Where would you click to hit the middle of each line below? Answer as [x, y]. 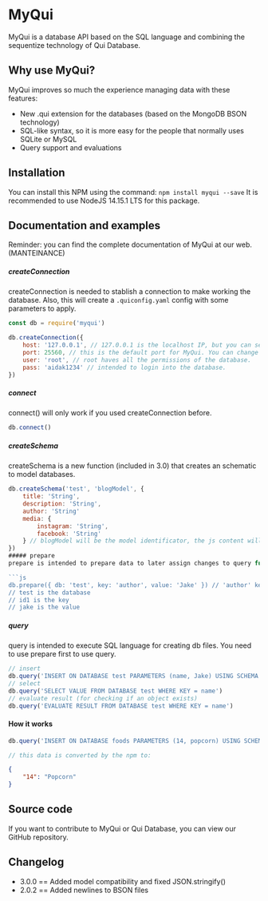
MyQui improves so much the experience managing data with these [119, 89]
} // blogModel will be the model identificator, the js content [134, 541]
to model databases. [42, 474]
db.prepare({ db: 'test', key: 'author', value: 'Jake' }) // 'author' [130, 585]
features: [23, 98]
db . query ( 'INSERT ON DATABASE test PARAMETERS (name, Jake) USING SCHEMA [134, 677]
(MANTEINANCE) [37, 253]
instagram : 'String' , [73, 526]
